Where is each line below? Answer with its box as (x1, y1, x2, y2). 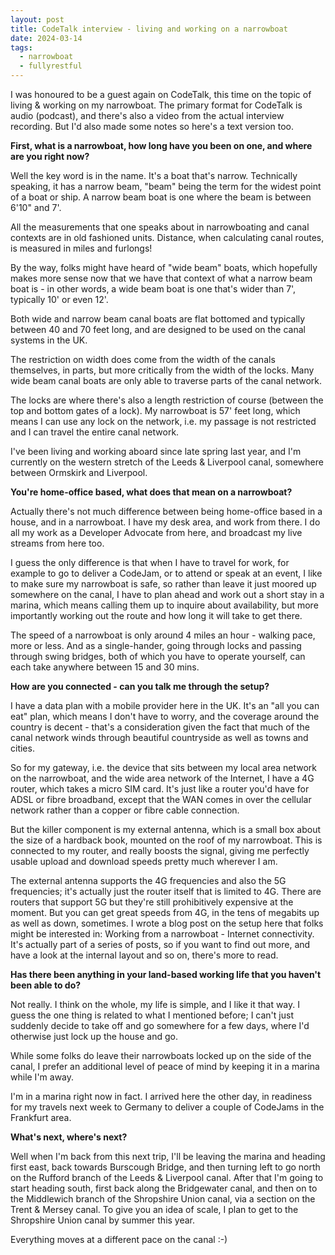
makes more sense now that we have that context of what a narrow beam (10, 272, 313, 284)
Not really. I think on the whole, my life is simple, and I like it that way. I (10, 999, 300, 1010)
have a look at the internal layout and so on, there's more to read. (10, 949, 279, 961)
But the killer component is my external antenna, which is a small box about (10, 824, 322, 835)
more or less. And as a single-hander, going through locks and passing (10, 640, 302, 651)
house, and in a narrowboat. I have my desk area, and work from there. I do (10, 516, 321, 528)
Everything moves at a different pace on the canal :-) (10, 1234, 228, 1245)
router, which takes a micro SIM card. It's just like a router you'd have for (10, 783, 310, 795)
